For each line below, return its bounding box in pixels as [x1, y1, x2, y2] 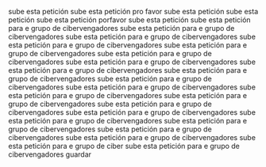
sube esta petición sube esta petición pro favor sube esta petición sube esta [8, 7, 259, 16]
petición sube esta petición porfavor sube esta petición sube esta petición [8, 15, 252, 25]
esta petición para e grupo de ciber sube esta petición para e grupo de [8, 142, 241, 150]
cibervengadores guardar [8, 150, 92, 159]
